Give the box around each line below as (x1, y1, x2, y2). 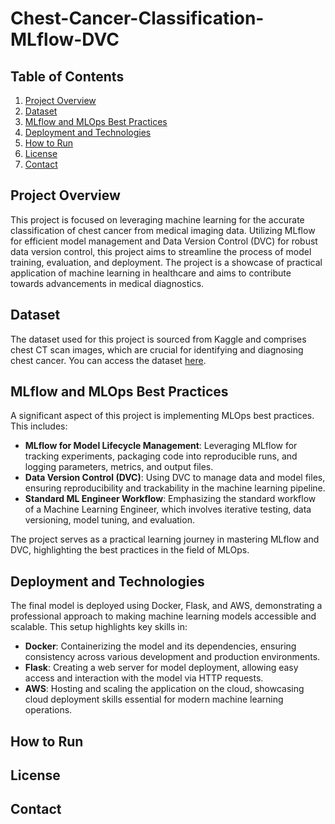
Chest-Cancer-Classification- (10, 7, 265, 30)
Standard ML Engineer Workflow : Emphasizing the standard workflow (24, 493, 317, 505)
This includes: (10, 420, 68, 432)
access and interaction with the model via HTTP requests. (24, 672, 264, 684)
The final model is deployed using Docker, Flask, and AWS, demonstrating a (10, 600, 323, 612)
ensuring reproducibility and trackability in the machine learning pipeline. (24, 482, 326, 494)
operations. (24, 704, 73, 716)
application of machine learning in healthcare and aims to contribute (10, 267, 292, 279)
